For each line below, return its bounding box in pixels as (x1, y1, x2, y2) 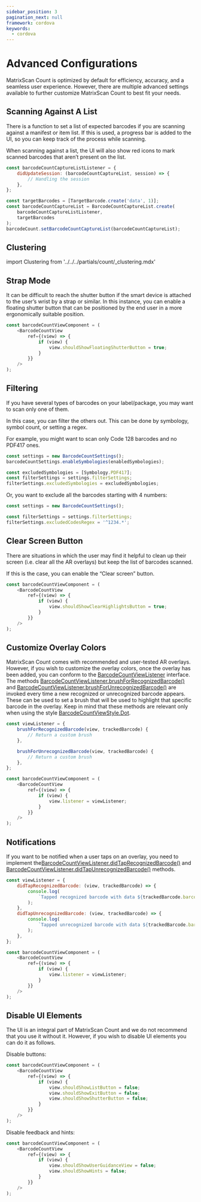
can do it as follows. (6, 1039, 56, 1046)
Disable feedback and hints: (6, 1128, 75, 1136)
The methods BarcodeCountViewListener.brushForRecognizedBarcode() (6, 677, 185, 685)
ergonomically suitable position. (6, 311, 85, 318)
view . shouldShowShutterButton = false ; (48, 1095, 148, 1102)
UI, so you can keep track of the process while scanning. (6, 135, 147, 143)
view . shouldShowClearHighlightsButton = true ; (48, 604, 167, 610)
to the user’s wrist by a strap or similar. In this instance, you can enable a (6, 298, 185, 305)
